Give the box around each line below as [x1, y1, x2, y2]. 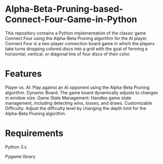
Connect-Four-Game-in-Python [5, 14, 138, 25]
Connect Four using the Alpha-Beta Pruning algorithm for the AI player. [5, 35, 148, 41]
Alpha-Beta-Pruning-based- [5, 3, 123, 15]
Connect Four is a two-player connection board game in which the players [5, 40, 155, 46]
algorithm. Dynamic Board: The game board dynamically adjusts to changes [5, 89, 158, 95]
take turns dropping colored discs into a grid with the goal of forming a [5, 46, 148, 52]
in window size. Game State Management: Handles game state [5, 95, 131, 101]
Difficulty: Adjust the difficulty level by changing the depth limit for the [5, 105, 146, 111]
